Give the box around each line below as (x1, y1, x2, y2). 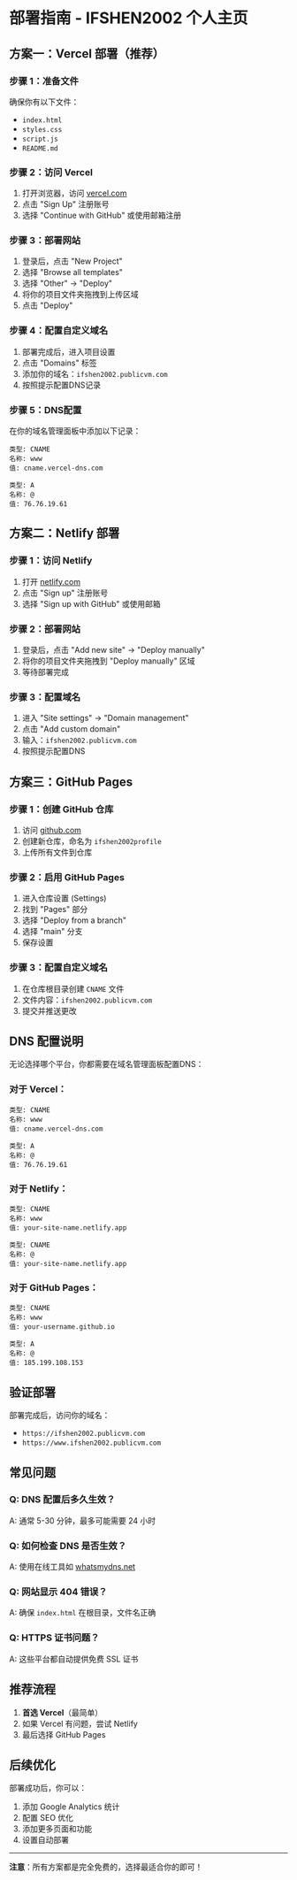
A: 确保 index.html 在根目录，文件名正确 (9, 1608, 156, 1618)
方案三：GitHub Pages (9, 774, 133, 789)
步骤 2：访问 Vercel (9, 165, 93, 178)
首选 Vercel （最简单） (21, 1707, 103, 1717)
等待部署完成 (21, 667, 69, 678)
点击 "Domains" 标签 (21, 357, 97, 368)
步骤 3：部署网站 (9, 234, 81, 247)
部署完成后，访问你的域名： (9, 1410, 110, 1421)
